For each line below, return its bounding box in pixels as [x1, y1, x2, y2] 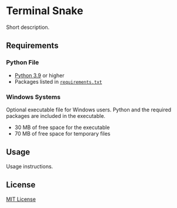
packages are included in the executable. [6, 112, 105, 119]
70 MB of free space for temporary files [14, 130, 111, 137]
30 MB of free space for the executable [14, 124, 110, 131]
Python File [6, 58, 39, 67]
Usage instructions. [6, 163, 53, 170]
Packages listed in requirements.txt [14, 78, 103, 85]
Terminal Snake [6, 4, 84, 18]
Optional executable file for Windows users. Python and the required [6, 106, 172, 113]
